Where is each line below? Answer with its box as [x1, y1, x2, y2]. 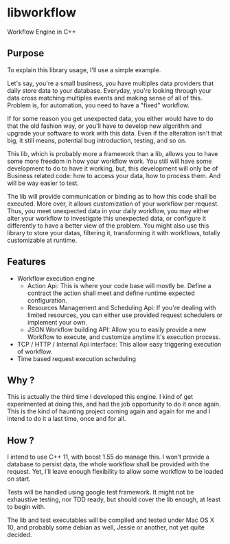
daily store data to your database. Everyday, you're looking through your [7, 86, 211, 94]
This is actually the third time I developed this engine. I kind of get [7, 393, 194, 401]
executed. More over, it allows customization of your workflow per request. [7, 199, 220, 208]
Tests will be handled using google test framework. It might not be [7, 488, 194, 497]
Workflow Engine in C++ [7, 28, 77, 36]
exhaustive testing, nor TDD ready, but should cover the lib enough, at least [7, 495, 221, 503]
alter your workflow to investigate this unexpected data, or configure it [7, 214, 207, 222]
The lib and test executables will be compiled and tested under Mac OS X [7, 516, 215, 524]
